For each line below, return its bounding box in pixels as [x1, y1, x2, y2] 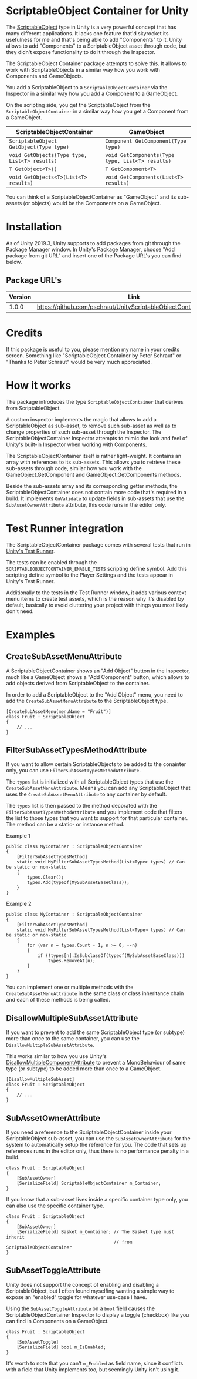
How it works [6, 379, 72, 392]
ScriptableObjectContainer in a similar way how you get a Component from [6, 108, 189, 115]
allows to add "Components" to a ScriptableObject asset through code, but [6, 42, 187, 49]
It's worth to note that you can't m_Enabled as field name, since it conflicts [6, 1360, 184, 1367]
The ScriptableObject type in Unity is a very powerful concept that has [6, 24, 177, 31]
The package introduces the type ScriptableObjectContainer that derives [6, 398, 184, 405]
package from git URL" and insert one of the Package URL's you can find [6, 252, 182, 259]
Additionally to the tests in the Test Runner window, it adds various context [6, 589, 186, 596]
